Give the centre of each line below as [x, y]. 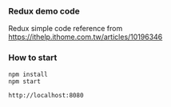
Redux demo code [44, 11]
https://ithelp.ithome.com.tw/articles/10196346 [85, 37]
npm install [28, 74]
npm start [25, 81]
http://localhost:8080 [46, 95]
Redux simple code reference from [66, 29]
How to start [33, 57]
